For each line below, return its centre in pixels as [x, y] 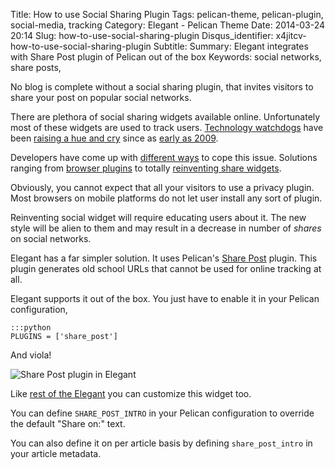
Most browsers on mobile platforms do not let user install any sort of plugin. [166, 198]
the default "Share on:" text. [68, 423]
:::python [31, 328]
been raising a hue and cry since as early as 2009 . [114, 138]
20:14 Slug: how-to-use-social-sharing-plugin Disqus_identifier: [142, 35]
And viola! [31, 355]
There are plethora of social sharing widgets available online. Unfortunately [165, 117]
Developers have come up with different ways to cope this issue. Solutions [164, 157]
